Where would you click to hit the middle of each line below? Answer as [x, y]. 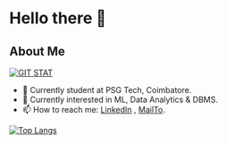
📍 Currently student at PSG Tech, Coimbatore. [107, 90]
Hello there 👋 [58, 18]
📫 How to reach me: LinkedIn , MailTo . [93, 110]
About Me [37, 51]
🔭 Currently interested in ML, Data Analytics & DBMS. [120, 99]
